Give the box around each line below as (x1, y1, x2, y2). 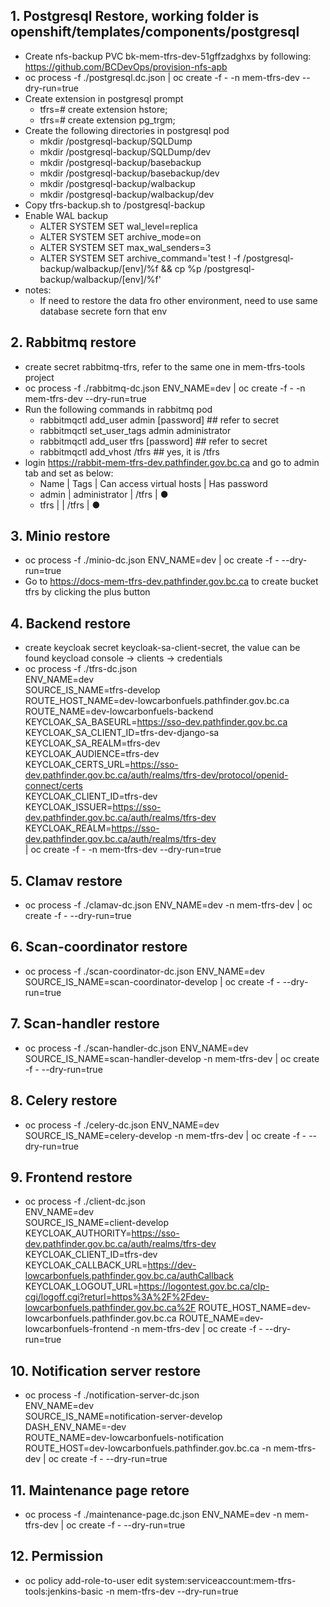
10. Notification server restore (10, 1362, 202, 1379)
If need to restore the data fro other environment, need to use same (39, 294, 318, 306)
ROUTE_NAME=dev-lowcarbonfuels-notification (24, 1432, 225, 1444)
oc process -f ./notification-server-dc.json (24, 1389, 200, 1401)
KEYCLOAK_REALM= (24, 822, 112, 834)
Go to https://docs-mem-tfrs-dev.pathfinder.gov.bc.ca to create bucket (24, 575, 319, 588)
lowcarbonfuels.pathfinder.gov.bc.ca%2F (24, 1302, 197, 1314)
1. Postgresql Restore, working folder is (10, 8, 260, 25)
